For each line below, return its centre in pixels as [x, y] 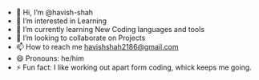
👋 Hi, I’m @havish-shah [55, 12]
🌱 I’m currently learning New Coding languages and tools [110, 29]
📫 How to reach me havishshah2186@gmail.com [97, 47]
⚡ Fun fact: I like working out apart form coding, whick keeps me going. [134, 67]
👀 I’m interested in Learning [61, 21]
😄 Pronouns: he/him [50, 58]
